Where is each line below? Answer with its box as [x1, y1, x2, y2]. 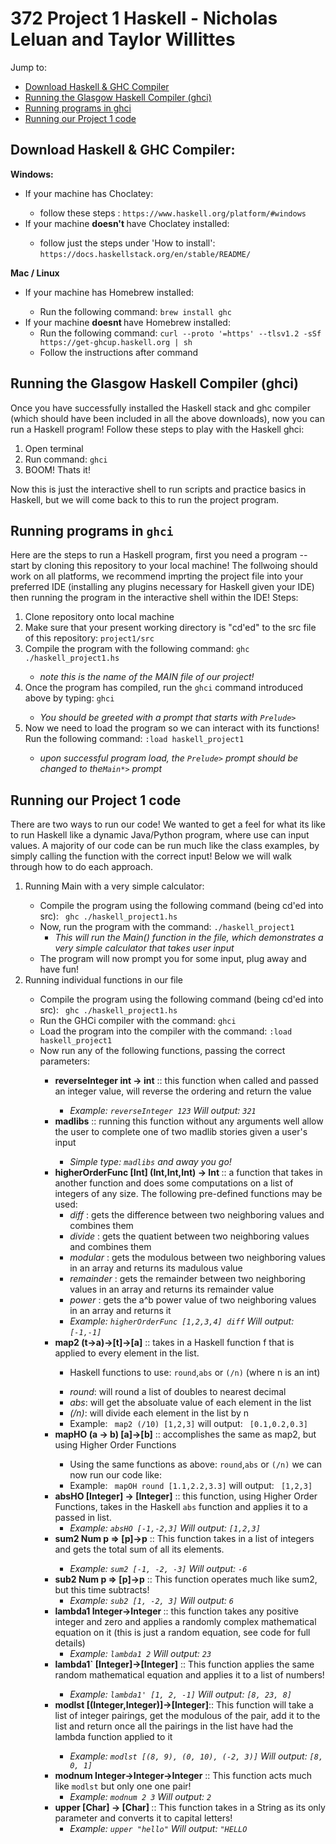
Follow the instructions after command [39, 346, 199, 358]
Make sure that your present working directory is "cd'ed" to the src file [24, 622, 317, 634]
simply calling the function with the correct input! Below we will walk [10, 850, 292, 862]
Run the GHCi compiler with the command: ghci [39, 1015, 237, 1027]
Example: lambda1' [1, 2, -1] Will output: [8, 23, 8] [69, 1688, 292, 1701]
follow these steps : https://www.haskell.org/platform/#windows [39, 207, 307, 219]
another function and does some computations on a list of [54, 1177, 294, 1189]
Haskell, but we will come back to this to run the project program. [10, 493, 280, 506]
